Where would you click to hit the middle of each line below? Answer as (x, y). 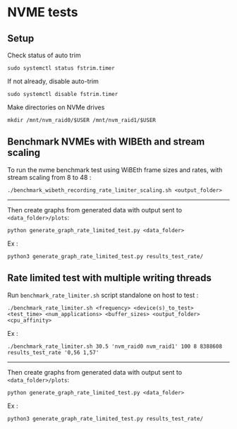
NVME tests (43, 12)
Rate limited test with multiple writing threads (109, 278)
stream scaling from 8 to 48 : (49, 177)
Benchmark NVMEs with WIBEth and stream (106, 142)
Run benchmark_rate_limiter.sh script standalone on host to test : (103, 295)
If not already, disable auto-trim (53, 81)
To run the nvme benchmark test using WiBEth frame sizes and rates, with (115, 169)
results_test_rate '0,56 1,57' (53, 352)
